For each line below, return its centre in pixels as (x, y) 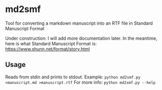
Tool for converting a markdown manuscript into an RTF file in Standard (79, 23)
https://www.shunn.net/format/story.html (48, 49)
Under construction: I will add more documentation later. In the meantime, (81, 38)
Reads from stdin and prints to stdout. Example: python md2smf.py (73, 77)
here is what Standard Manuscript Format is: (51, 43)
